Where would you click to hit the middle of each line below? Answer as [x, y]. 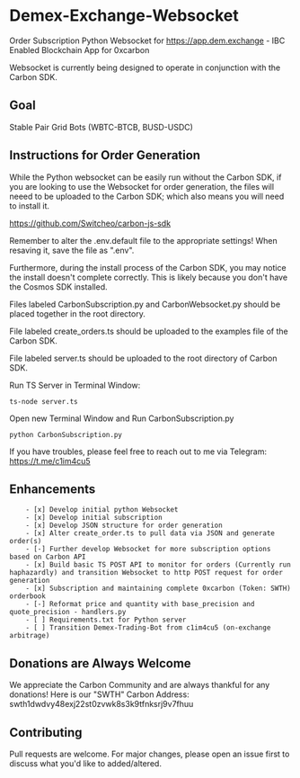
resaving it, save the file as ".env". [72, 250]
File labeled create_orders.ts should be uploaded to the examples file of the [149, 331]
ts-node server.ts [44, 401]
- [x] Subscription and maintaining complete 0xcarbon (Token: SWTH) [159, 589]
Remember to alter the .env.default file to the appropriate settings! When [143, 240]
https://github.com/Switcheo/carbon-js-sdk [90, 223]
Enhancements [53, 489]
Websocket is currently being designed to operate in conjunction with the [145, 67]
